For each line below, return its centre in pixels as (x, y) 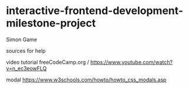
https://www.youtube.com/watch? (131, 62)
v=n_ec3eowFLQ (26, 68)
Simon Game (21, 39)
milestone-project (51, 23)
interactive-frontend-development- (95, 11)
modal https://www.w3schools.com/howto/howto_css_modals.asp (86, 80)
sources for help (26, 50)
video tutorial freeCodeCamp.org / (48, 62)
